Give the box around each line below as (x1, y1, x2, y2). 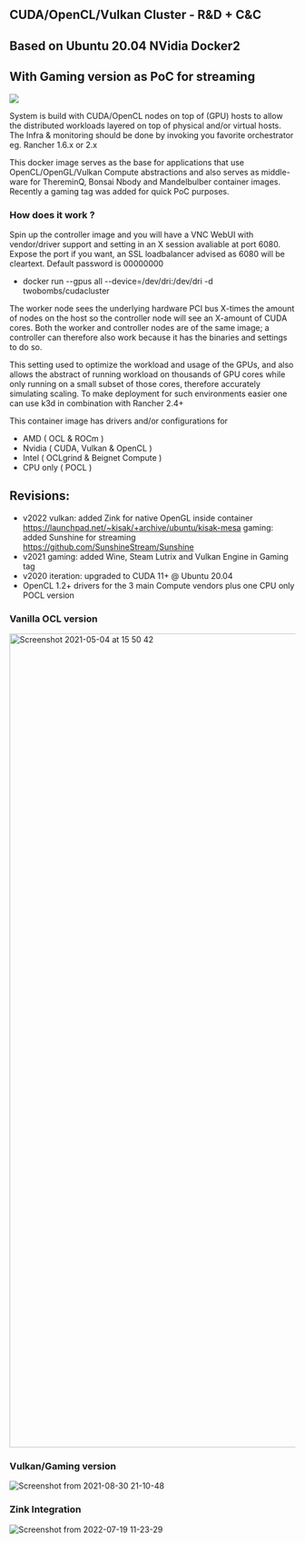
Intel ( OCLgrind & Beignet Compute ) (22, 452, 162, 463)
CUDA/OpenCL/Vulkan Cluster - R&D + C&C (9, 7, 261, 23)
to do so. (9, 341, 43, 353)
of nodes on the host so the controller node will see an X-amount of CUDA (9, 313, 288, 324)
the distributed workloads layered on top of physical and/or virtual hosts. (9, 120, 281, 131)
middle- (261, 166, 290, 177)
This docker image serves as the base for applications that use (9, 156, 245, 167)
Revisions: (9, 488, 71, 503)
